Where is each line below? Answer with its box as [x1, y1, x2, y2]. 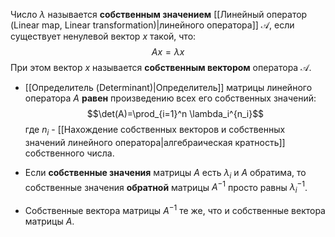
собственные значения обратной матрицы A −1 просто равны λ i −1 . [24, 179, 308, 196]
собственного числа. [24, 147, 115, 159]
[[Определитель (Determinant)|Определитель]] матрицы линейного [24, 82, 313, 93]
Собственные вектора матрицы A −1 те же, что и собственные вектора [24, 203, 326, 216]
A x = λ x [151, 46, 185, 58]
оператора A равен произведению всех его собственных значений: [24, 92, 317, 104]
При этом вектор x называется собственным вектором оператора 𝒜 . [10, 62, 312, 73]
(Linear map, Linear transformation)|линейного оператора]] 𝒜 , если [10, 19, 295, 31]
